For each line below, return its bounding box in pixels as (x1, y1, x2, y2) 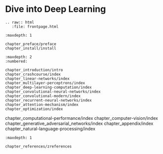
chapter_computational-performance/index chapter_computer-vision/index (5, 115, 159, 121)
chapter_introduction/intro (5, 67, 63, 72)
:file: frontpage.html (11, 24, 58, 29)
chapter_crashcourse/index (5, 72, 61, 77)
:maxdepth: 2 (5, 54, 32, 59)
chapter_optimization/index (5, 106, 63, 111)
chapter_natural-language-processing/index (5, 125, 96, 132)
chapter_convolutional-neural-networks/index (5, 89, 101, 94)
